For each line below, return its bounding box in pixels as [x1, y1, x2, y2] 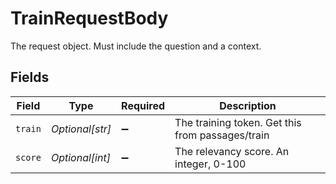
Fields [10, 69, 50, 86]
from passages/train [174, 128, 270, 142]
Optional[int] [50, 150, 111, 164]
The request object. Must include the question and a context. [10, 40, 262, 52]
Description [219, 98, 277, 112]
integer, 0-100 [174, 157, 247, 171]
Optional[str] [50, 122, 112, 136]
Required [121, 98, 166, 112]
